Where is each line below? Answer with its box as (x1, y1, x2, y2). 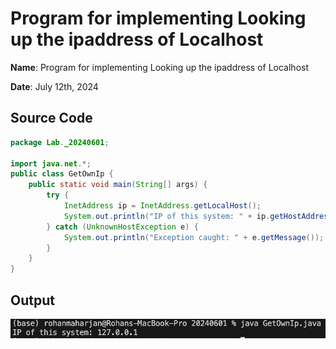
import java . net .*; (10, 158, 92, 169)
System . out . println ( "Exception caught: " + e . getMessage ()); (63, 232, 325, 242)
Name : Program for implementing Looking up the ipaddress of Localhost (10, 61, 309, 73)
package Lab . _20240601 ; (10, 137, 110, 147)
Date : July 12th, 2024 (10, 80, 99, 92)
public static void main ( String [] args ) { (28, 180, 208, 190)
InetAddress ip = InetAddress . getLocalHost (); (63, 201, 262, 211)
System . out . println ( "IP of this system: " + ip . (63, 211, 271, 221)
